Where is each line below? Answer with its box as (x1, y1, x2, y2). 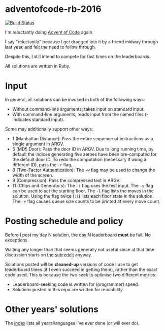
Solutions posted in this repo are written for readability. (12, 286, 124, 292)
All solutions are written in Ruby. (5, 63, 70, 69)
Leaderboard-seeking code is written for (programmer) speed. (12, 281, 139, 287)
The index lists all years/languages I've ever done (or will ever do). (5, 320, 140, 326)
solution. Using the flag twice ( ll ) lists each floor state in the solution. (12, 193, 154, 199)
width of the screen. (12, 172, 53, 178)
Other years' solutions (5, 304, 99, 315)
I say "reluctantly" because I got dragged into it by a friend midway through (5, 38, 159, 45)
